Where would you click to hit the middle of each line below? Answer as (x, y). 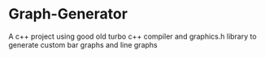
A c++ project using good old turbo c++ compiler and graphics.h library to (133, 36)
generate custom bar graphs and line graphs (83, 44)
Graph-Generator (68, 14)
